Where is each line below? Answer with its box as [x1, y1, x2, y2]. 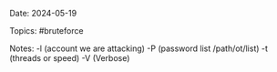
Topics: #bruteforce [9, 26, 84, 36]
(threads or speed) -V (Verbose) [9, 53, 130, 63]
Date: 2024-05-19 [9, 8, 77, 18]
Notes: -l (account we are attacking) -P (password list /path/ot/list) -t [9, 43, 269, 54]
